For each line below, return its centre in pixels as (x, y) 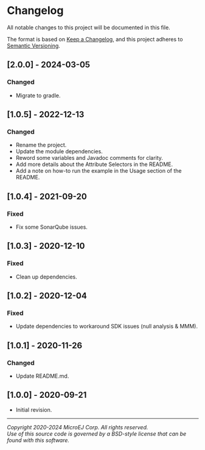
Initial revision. (34, 410)
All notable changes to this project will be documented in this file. (89, 27)
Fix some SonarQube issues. (51, 227)
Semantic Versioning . (33, 46)
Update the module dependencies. (59, 151)
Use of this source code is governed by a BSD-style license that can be (97, 434)
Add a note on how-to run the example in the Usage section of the (99, 171)
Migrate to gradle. (38, 95)
